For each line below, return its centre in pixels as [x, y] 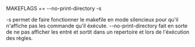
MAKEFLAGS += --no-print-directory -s [54, 8]
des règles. [20, 38]
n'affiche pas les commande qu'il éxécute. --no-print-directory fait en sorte [97, 26]
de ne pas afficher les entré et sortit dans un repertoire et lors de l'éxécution [98, 32]
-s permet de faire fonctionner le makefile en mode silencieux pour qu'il [92, 19]
